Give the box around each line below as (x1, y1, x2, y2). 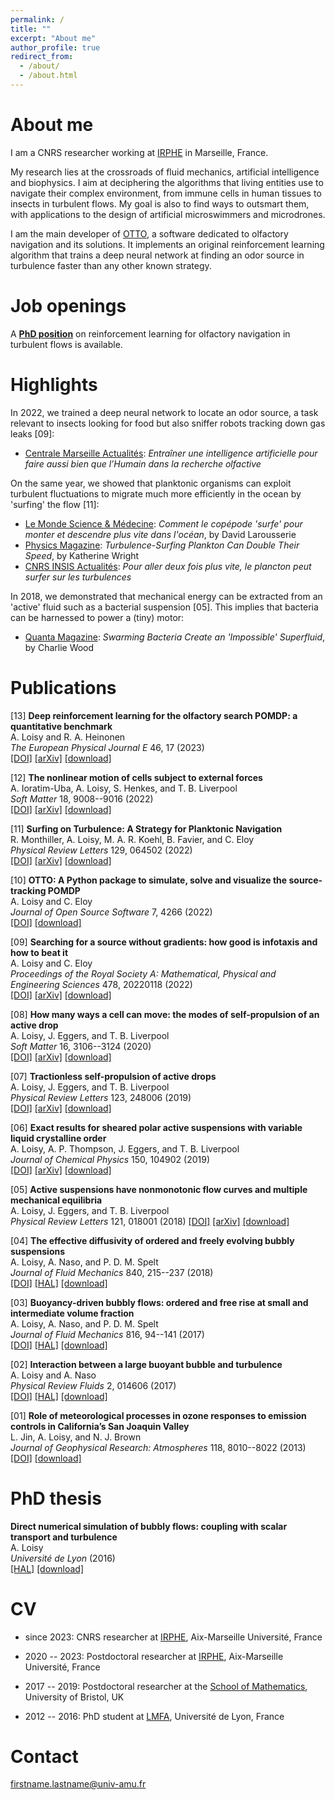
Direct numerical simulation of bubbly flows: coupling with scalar (10, 1520, 288, 1532)
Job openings (10, 295, 127, 317)
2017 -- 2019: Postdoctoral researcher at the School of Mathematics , (24, 1680, 308, 1692)
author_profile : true (10, 42, 101, 53)
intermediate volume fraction (10, 1307, 135, 1319)
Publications (10, 676, 117, 699)
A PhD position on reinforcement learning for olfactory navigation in (10, 327, 291, 340)
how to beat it (10, 946, 69, 958)
